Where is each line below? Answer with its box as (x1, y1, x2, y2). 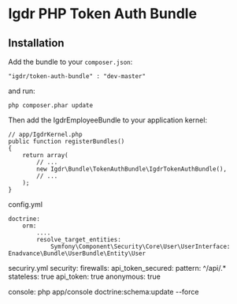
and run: (8, 86, 35, 96)
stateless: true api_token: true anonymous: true (8, 272, 161, 281)
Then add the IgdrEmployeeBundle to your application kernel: (8, 115, 207, 125)
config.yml (8, 200, 43, 209)
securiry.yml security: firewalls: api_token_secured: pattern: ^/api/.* (8, 264, 227, 272)
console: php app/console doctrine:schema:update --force (8, 287, 199, 296)
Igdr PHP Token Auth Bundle (8, 5, 198, 23)
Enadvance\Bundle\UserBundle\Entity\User (8, 250, 146, 257)
